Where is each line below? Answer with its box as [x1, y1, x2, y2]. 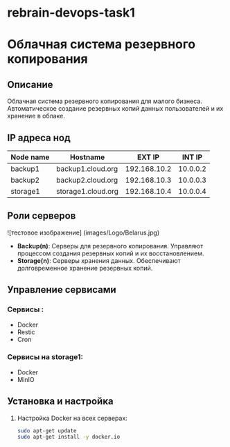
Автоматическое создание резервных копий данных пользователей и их [7, 104, 224, 113]
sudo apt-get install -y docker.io [17, 434, 121, 441]
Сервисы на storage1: [7, 352, 84, 362]
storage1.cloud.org [56, 187, 119, 196]
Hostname [69, 152, 105, 162]
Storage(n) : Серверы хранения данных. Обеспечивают [17, 256, 182, 264]
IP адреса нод [7, 131, 71, 143]
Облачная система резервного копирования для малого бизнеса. [7, 97, 202, 105]
